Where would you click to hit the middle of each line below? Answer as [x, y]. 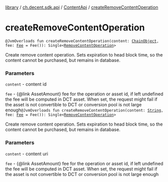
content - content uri [27, 154]
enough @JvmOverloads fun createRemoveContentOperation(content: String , [85, 110]
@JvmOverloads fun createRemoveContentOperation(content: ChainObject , [82, 41]
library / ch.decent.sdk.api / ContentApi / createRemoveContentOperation [82, 7]
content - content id [26, 84]
